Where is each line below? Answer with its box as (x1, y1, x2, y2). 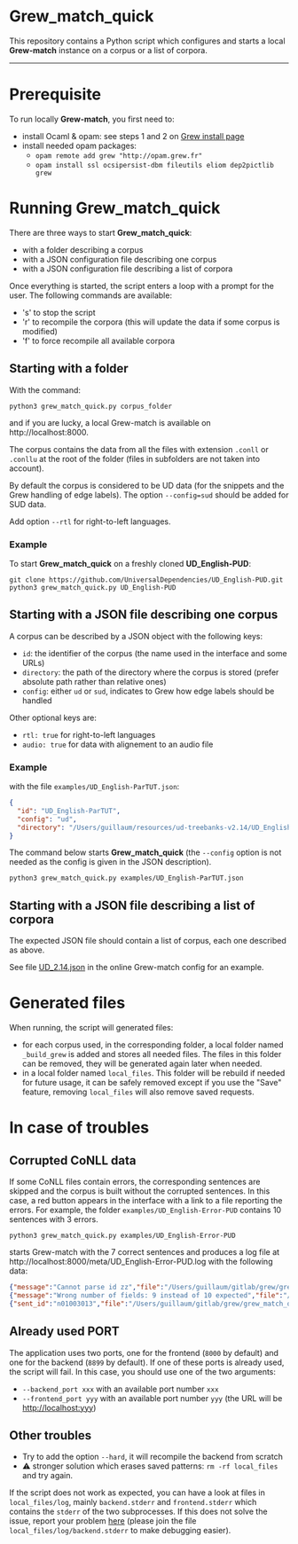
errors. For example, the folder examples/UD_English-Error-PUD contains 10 (9, 1204, 282, 1216)
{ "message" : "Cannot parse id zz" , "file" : (9, 1283, 165, 1292)
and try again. (21, 1470, 74, 1481)
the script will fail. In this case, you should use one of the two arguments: (9, 1366, 277, 1376)
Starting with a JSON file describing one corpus (9, 607, 278, 623)
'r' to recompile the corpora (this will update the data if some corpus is (21, 317, 280, 327)
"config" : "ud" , (17, 814, 77, 824)
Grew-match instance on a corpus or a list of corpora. (9, 44, 208, 55)
